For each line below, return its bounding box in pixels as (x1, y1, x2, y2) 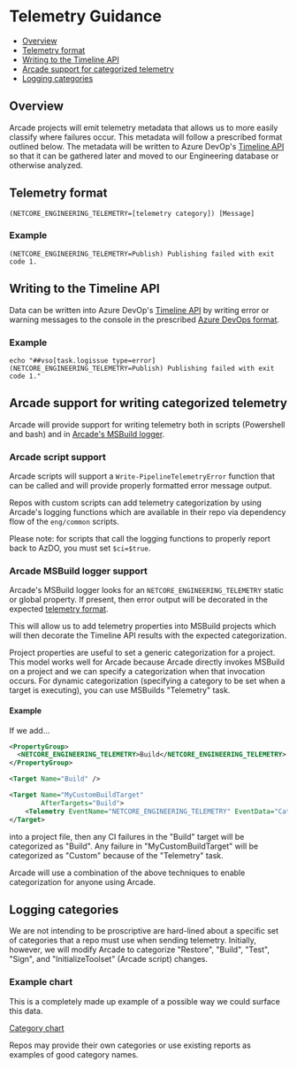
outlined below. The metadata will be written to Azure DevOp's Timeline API (9, 141, 285, 151)
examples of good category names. (9, 1049, 139, 1059)
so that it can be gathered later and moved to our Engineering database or (9, 150, 279, 161)
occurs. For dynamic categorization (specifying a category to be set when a (9, 675, 286, 687)
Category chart (9, 1022, 65, 1033)
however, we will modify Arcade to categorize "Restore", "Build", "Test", (9, 944, 270, 955)
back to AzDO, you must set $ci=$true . (9, 542, 151, 554)
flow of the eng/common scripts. (9, 516, 119, 527)
